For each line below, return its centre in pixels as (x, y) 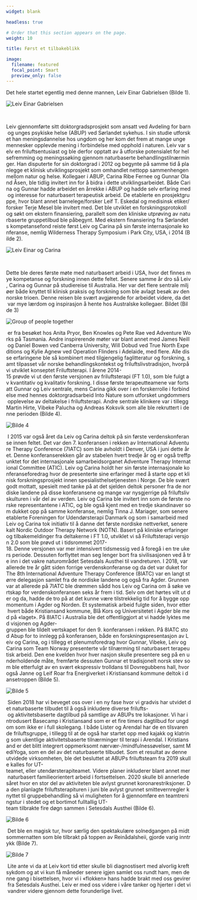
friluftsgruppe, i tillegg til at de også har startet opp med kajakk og (94, 733)
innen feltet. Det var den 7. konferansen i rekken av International (90, 443)
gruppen (16, 629)
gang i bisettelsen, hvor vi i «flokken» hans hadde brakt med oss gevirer (103, 878)
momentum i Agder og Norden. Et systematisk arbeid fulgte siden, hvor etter (98, 604)
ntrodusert (19, 721)
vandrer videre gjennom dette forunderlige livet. (65, 891)
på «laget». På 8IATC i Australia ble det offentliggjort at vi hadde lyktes (96, 617)
